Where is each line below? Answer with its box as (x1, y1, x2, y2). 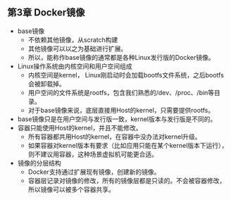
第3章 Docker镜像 (7, 6, 85, 19)
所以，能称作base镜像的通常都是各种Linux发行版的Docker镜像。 (27, 53, 215, 61)
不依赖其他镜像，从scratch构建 (27, 35, 118, 44)
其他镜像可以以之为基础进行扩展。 (27, 44, 127, 53)
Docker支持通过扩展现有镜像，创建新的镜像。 (27, 168, 161, 176)
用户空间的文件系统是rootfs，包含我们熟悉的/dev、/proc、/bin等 (27, 88, 215, 96)
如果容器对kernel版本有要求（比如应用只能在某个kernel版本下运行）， (27, 141, 228, 149)
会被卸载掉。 (27, 80, 65, 88)
